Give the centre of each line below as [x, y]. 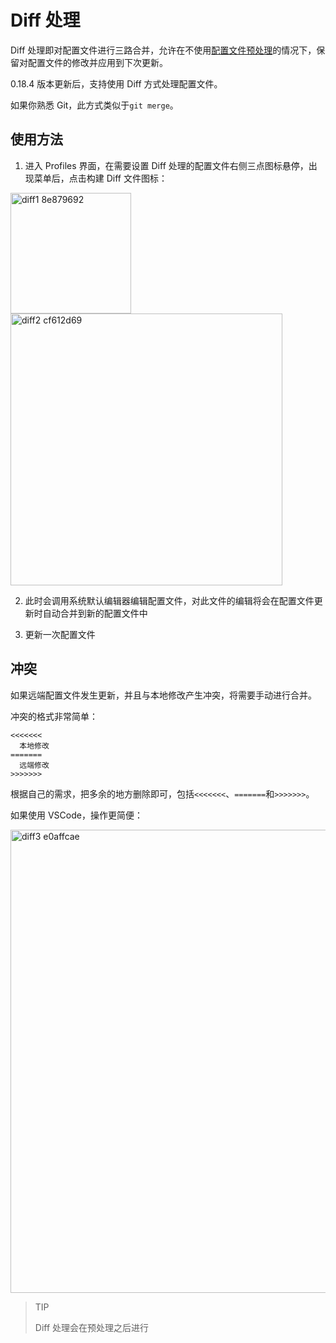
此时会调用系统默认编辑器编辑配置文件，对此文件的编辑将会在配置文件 [169, 600]
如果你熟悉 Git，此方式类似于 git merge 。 [94, 105]
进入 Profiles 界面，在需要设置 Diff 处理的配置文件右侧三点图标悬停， [166, 165]
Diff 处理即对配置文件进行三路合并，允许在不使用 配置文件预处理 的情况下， [163, 50]
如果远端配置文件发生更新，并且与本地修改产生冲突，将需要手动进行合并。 [163, 695]
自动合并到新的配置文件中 [95, 613]
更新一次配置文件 [60, 634]
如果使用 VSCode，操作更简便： [76, 815]
